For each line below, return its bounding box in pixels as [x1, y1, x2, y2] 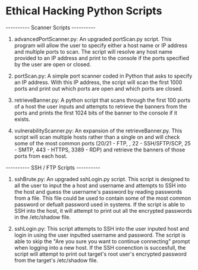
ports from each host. [14, 152, 68, 159]
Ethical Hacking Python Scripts [5, 4, 162, 18]
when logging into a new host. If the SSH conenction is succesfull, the [14, 244, 186, 251]
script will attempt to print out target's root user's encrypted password [14, 250, 187, 257]
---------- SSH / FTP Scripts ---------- [5, 164, 100, 171]
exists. [14, 115, 30, 123]
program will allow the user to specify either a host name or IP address [14, 42, 188, 49]
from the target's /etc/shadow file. [14, 256, 99, 263]
